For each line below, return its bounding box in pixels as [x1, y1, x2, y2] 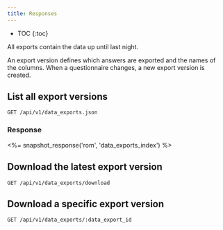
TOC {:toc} [17, 29, 49, 37]
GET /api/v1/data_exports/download [7, 179, 110, 186]
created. [7, 71, 31, 79]
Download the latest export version [7, 161, 163, 173]
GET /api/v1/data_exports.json [7, 109, 98, 116]
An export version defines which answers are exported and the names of [7, 56, 216, 64]
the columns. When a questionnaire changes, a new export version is [7, 63, 205, 71]
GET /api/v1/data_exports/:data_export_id [7, 216, 132, 224]
